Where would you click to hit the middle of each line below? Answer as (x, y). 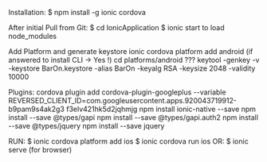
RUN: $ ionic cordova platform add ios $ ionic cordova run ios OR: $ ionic (128, 141)
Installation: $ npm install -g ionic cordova (77, 12)
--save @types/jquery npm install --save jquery (86, 126)
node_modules (33, 36)
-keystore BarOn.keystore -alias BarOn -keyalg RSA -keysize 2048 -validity (132, 68)
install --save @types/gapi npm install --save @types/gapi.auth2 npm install (133, 118)
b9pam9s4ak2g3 (37, 109)
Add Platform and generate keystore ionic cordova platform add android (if (131, 51)
